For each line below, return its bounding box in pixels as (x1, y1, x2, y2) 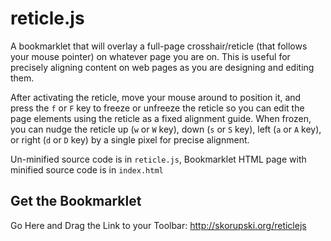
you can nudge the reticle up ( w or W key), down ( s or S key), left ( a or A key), (10, 123, 322, 135)
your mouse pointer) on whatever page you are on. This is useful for (10, 50, 291, 62)
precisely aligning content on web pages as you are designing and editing (10, 61, 315, 73)
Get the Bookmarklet (10, 193, 142, 210)
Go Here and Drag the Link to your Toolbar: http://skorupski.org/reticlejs (10, 219, 307, 231)
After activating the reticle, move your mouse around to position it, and (10, 91, 302, 103)
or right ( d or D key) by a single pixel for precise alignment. (10, 133, 250, 146)
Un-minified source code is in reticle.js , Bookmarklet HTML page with (10, 153, 307, 165)
